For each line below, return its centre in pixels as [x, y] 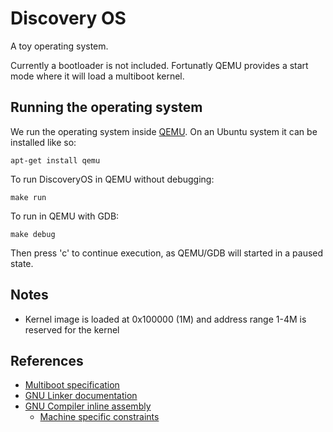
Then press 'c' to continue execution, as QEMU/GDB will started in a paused [167, 253]
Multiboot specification [72, 385]
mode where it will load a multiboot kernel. [97, 76]
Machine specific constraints [99, 417]
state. [22, 263]
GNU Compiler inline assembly [88, 406]
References [47, 360]
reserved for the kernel [72, 329]
